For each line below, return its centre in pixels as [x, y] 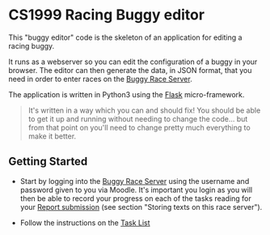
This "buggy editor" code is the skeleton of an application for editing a [125, 37]
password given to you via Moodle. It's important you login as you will [136, 190]
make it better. [52, 136]
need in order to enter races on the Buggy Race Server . [100, 79]
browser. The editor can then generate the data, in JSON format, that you [130, 70]
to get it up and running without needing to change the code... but [138, 118]
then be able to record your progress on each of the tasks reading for [136, 198]
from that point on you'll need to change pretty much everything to [139, 127]
